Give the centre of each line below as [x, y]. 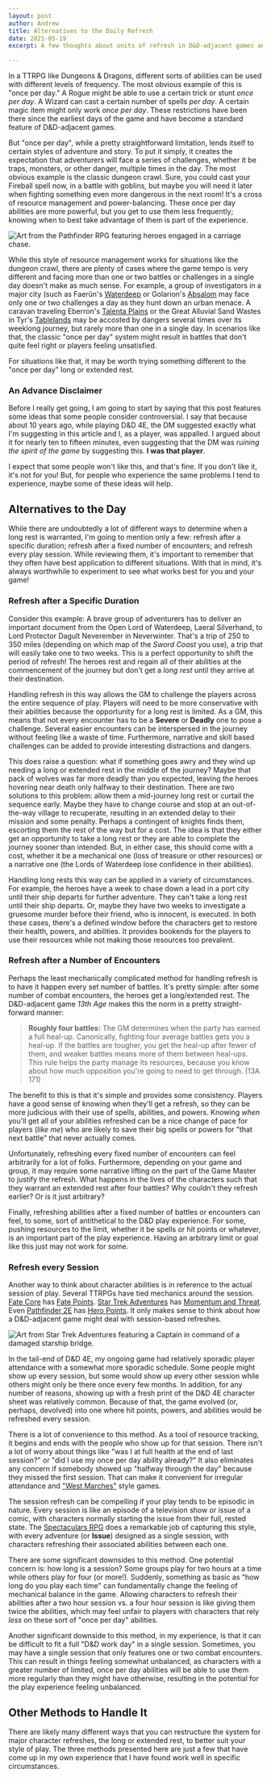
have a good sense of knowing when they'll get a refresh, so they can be [129, 1103]
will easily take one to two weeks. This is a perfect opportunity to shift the [131, 653]
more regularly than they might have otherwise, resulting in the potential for [134, 1679]
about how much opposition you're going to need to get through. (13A [144, 1070]
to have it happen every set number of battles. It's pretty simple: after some [134, 987]
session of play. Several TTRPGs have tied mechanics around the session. [131, 1293]
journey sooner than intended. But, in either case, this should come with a [131, 847]
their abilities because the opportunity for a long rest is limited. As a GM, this [135, 711]
